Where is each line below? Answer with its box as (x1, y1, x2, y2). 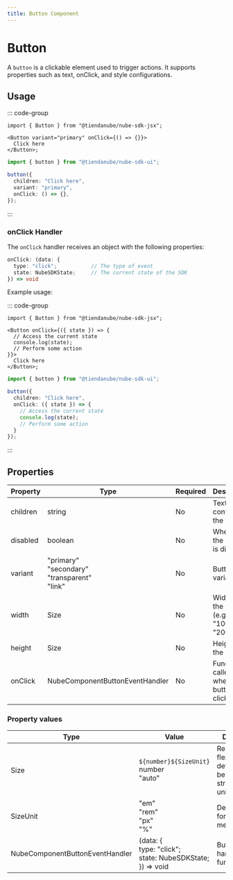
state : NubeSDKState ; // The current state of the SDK (13, 269, 188, 276)
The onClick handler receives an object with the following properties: (7, 242, 205, 251)
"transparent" (47, 573, 92, 583)
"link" (47, 582, 66, 591)
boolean (47, 536, 74, 545)
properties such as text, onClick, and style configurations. (7, 70, 173, 78)
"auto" (138, 773, 160, 783)
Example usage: (7, 288, 53, 296)
